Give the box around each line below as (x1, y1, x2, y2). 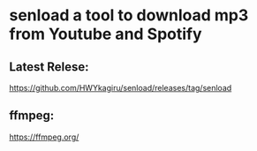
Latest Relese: (9, 59, 90, 74)
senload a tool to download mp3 (9, 5, 249, 26)
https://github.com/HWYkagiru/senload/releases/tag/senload (9, 83, 232, 93)
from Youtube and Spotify (9, 24, 202, 44)
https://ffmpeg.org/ (9, 132, 79, 142)
